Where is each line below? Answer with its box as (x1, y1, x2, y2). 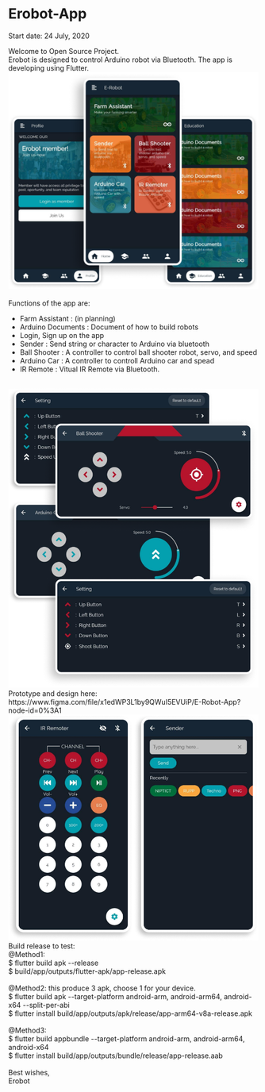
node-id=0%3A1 (8, 706, 62, 715)
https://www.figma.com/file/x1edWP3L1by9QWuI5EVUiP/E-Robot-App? (8, 698, 241, 707)
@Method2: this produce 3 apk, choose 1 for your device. (8, 983, 196, 993)
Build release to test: (8, 941, 75, 951)
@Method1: (8, 950, 45, 959)
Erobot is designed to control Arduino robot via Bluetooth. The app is (8, 55, 232, 64)
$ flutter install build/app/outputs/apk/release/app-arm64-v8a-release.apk (8, 1009, 252, 1018)
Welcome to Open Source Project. (8, 46, 120, 56)
